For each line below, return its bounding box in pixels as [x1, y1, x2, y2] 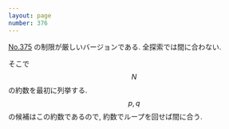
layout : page [8, 11, 52, 20]
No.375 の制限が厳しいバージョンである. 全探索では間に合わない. [8, 41, 222, 52]
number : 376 [8, 19, 48, 27]
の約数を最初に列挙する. [8, 85, 88, 95]
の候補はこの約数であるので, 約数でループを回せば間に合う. [8, 111, 203, 121]
